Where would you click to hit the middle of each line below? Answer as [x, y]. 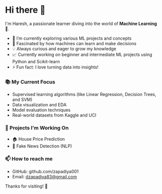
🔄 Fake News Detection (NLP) [42, 146]
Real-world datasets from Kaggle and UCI [54, 115]
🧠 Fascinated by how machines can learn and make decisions [74, 43]
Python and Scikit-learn [36, 61]
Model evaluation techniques [41, 110]
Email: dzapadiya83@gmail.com [45, 176]
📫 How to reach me [29, 159]
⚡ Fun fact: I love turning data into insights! [55, 67]
